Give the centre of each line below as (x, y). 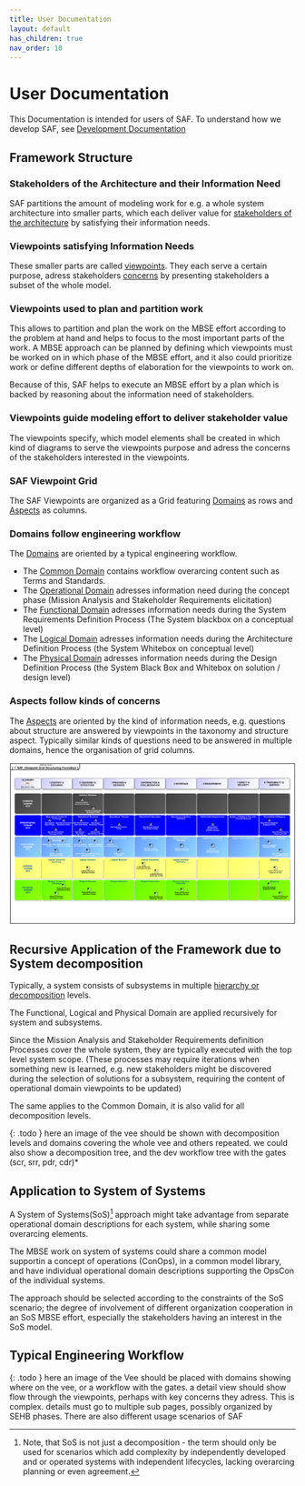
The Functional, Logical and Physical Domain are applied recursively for (143, 1013)
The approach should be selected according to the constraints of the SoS (147, 1298)
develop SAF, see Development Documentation (98, 129)
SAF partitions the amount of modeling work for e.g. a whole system (137, 203)
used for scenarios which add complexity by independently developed (154, 1451)
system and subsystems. (56, 1022)
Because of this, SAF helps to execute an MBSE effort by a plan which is (144, 385)
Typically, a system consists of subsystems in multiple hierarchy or (134, 986)
